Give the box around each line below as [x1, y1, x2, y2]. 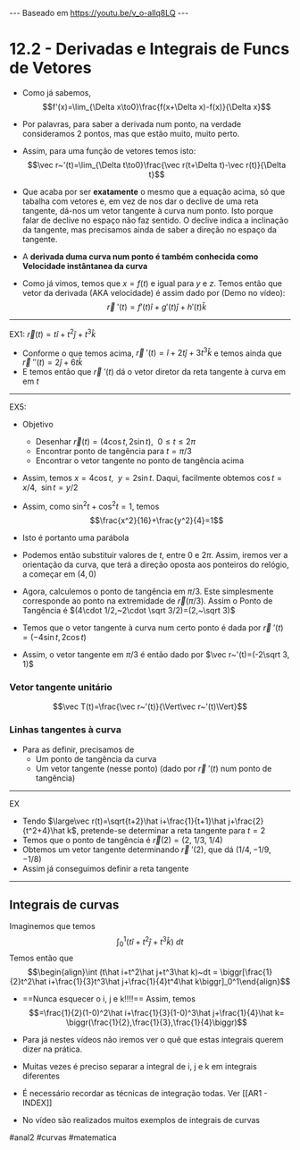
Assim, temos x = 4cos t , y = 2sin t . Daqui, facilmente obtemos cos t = [21, 473, 283, 484]
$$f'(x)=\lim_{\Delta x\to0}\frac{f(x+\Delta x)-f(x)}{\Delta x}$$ [42, 101, 271, 112]
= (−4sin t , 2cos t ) [21, 631, 87, 642]
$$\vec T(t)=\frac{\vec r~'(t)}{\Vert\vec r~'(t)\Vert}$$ [52, 701, 248, 712]
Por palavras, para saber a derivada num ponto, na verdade [21, 118, 242, 129]
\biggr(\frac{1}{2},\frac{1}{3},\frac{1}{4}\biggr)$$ [65, 1017, 247, 1027]
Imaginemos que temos [9, 921, 96, 932]
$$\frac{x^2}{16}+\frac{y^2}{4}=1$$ [89, 514, 224, 526]
